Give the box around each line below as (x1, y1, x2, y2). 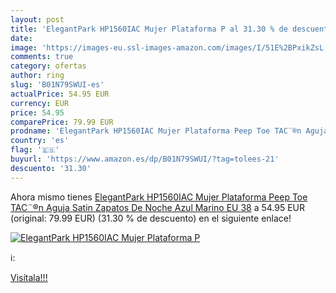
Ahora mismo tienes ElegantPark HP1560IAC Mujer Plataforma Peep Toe (10, 191, 308, 203)
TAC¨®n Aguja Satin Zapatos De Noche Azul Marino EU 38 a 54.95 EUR (10, 201, 306, 213)
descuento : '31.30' (10, 163, 92, 173)
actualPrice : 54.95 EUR (10, 89, 110, 99)
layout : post (10, 14, 65, 25)
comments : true (10, 52, 74, 62)
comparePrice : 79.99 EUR (10, 117, 114, 127)
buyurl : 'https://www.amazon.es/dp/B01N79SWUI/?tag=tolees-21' (10, 154, 280, 164)
